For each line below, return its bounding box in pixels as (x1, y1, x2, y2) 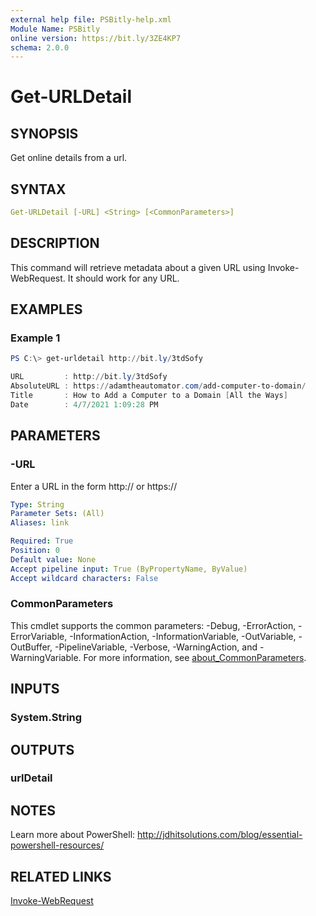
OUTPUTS (10, 741, 75, 758)
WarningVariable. (10, 651, 82, 663)
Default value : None (10, 554, 97, 565)
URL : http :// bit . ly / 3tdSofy (10, 372, 168, 382)
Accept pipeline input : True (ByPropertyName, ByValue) (10, 564, 248, 574)
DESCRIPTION (10, 235, 100, 252)
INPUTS (10, 681, 60, 698)
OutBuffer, (10, 641, 53, 653)
